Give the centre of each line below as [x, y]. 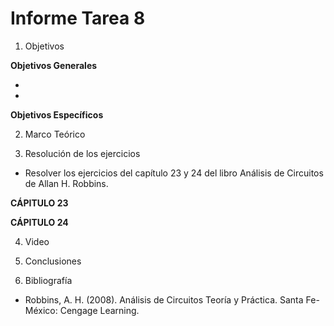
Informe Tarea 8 [78, 18]
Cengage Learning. [99, 310]
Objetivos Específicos [57, 114]
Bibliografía [48, 280]
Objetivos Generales [54, 65]
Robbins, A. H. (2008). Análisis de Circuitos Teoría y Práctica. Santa [164, 299]
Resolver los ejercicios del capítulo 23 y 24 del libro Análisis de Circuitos [174, 173]
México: [41, 310]
